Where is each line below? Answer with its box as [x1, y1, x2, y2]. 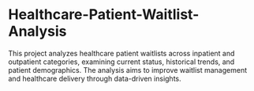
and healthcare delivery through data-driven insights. [8, 74, 181, 83]
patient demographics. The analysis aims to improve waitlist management [8, 65, 248, 74]
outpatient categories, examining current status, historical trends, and [8, 57, 235, 66]
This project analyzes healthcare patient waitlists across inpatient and [8, 48, 235, 58]
